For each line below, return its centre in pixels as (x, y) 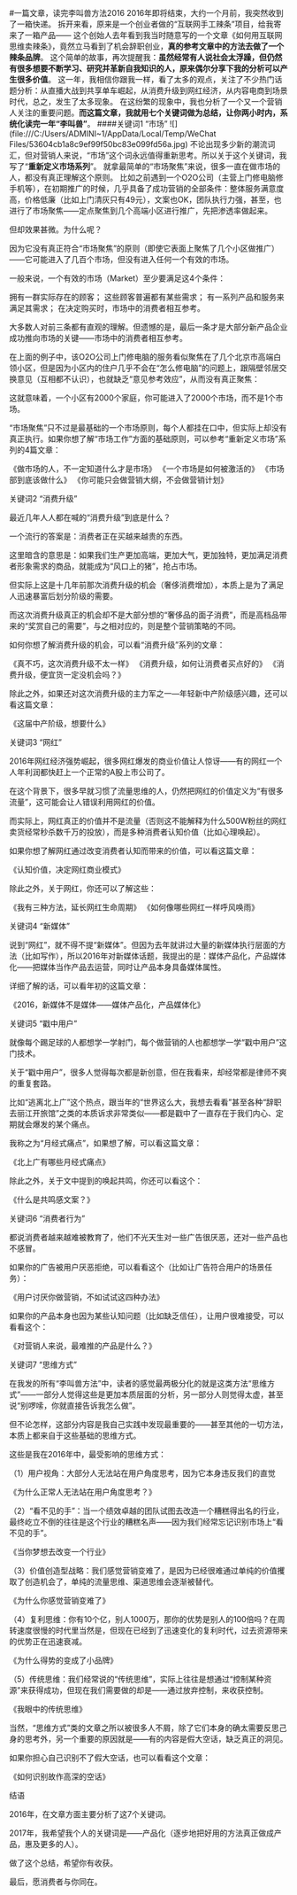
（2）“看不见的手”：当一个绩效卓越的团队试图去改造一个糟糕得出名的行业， (147, 1511)
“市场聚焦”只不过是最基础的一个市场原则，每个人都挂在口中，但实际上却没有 (148, 427)
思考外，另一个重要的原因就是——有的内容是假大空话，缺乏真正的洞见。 (156, 1739)
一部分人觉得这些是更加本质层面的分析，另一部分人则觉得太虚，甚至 (160, 1394)
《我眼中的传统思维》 (48, 1709)
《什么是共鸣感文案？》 (52, 1200)
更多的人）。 (61, 1844)
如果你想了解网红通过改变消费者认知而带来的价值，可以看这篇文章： (133, 850)
